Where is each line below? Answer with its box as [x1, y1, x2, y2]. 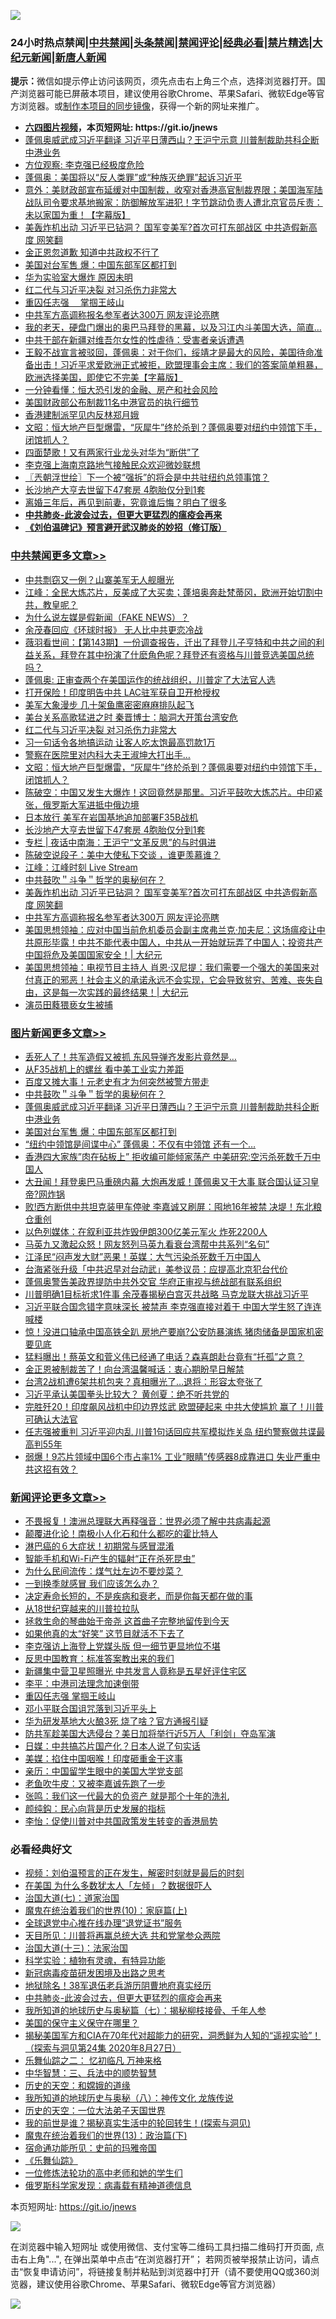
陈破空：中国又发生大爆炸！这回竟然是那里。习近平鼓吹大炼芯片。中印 [24, 786, 315, 798]
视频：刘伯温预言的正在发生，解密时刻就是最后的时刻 [24, 1867, 245, 1879]
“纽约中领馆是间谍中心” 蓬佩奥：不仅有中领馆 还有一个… [24, 1138, 257, 1150]
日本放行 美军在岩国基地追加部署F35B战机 [24, 811, 199, 823]
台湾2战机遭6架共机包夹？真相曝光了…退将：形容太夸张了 [24, 1375, 263, 1387]
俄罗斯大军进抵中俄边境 [42, 798, 140, 810]
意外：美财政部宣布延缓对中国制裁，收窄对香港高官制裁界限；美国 [24, 184, 297, 196]
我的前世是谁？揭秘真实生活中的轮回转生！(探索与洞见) [24, 2117, 252, 2129]
